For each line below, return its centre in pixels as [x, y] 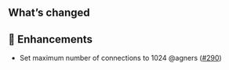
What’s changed [49, 13]
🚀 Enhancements [50, 39]
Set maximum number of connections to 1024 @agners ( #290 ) [120, 58]
